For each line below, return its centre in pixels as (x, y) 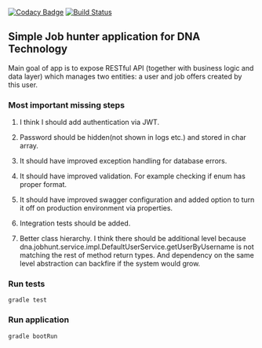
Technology (38, 49)
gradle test (27, 300)
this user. (23, 84)
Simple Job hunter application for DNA (104, 37)
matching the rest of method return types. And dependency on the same (137, 255)
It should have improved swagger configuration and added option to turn (137, 200)
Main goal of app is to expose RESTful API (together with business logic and (131, 68)
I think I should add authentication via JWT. (89, 123)
